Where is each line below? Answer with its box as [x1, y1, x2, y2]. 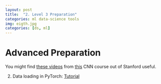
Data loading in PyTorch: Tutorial [12, 73, 80, 80]
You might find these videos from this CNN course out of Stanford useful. [5, 64, 156, 70]
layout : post [5, 7, 32, 12]
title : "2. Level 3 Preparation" [5, 12, 77, 17]
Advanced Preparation [5, 47, 101, 59]
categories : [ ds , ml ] [5, 26, 50, 31]
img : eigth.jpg [5, 21, 37, 26]
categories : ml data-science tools [5, 16, 79, 21]
